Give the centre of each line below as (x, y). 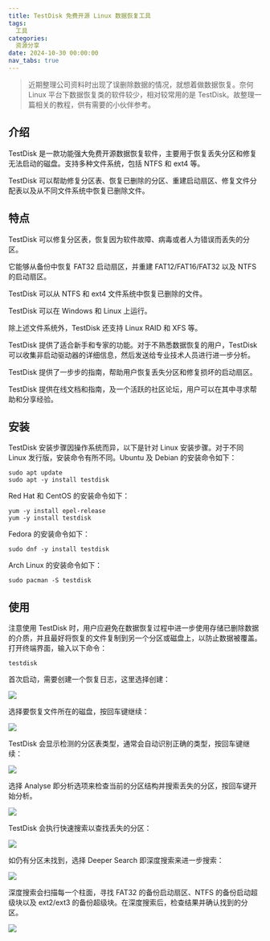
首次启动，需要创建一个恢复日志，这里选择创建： (89, 680)
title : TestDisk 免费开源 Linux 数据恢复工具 (80, 16)
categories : (28, 38)
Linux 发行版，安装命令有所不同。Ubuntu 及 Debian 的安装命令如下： (123, 458)
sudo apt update (35, 473)
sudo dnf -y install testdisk (59, 549)
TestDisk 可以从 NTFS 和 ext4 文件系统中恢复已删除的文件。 (108, 294)
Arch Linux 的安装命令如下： (55, 565)
